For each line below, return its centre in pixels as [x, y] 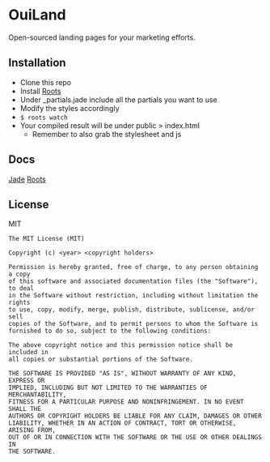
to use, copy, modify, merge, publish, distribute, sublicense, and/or [131, 310]
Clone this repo [45, 82]
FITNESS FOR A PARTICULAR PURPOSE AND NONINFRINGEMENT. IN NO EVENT [126, 402]
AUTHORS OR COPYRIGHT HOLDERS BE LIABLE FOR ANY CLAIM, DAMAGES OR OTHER [135, 416]
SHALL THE [25, 409]
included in [28, 353]
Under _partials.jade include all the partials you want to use [118, 100]
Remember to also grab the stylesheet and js [107, 134]
